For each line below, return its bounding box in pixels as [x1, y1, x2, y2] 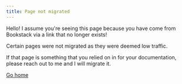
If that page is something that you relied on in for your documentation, [6, 53, 177, 61]
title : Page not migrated [6, 8, 70, 15]
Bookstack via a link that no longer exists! [6, 31, 108, 38]
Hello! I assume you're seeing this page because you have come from [6, 25, 176, 32]
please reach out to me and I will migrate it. [6, 60, 111, 67]
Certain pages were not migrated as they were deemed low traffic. [6, 42, 168, 49]
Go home [6, 71, 28, 78]
